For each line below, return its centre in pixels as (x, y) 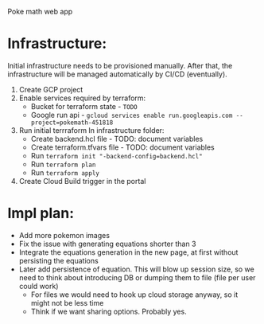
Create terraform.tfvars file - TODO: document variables (123, 147)
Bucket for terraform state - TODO (84, 106)
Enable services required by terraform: (82, 98)
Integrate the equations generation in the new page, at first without (128, 252)
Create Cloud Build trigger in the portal (82, 181)
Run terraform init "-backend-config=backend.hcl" (117, 155)
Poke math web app (40, 12)
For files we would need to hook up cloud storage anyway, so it (134, 295)
